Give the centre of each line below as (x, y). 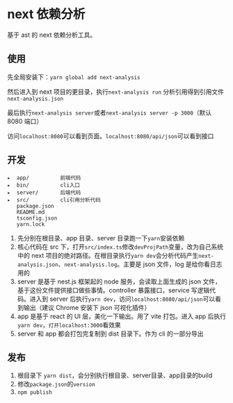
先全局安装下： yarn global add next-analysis (74, 76)
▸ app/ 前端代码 (44, 178)
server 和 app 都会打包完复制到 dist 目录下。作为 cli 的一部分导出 (110, 334)
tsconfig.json (37, 218)
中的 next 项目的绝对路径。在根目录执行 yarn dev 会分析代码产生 (108, 255)
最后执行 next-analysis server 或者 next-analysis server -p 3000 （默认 (110, 113)
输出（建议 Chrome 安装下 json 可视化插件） (87, 307)
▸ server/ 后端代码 (44, 192)
